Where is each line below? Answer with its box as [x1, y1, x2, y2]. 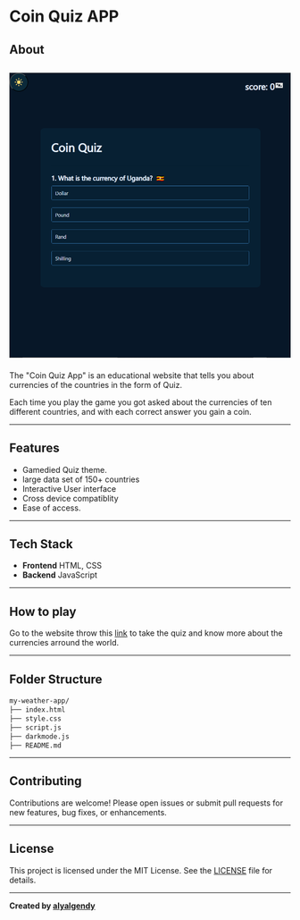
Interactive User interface [21, 483, 117, 494]
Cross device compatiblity [21, 493, 119, 503]
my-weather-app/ [9, 696, 70, 705]
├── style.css [9, 713, 62, 723]
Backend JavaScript [21, 570, 98, 580]
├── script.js [9, 722, 62, 732]
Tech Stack [9, 536, 73, 552]
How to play [9, 603, 77, 619]
